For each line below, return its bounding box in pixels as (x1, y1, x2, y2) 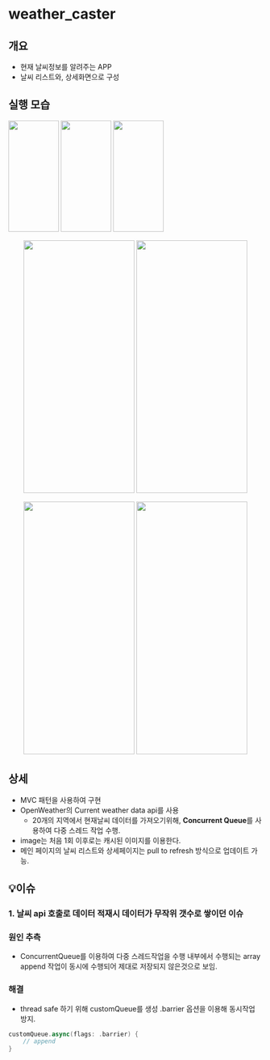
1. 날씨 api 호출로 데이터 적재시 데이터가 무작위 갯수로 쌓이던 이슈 (8, 907, 244, 919)
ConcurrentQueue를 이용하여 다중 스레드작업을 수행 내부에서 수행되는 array (19, 952, 261, 961)
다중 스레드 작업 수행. (53, 826, 121, 835)
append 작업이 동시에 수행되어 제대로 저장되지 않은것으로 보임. (19, 961, 218, 971)
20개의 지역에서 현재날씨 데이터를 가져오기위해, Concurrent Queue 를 (31, 815, 254, 825)
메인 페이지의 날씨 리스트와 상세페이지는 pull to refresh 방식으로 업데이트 (19, 846, 250, 855)
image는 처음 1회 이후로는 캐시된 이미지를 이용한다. (19, 835, 181, 845)
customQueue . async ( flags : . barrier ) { (8, 1030, 139, 1038)
